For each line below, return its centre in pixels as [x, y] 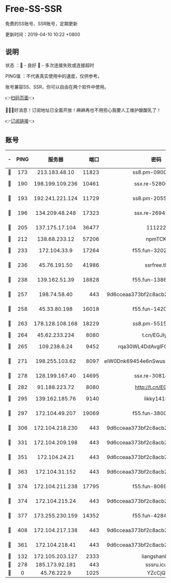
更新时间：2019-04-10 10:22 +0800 [43, 34]
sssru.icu [156, 564]
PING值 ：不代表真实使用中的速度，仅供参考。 [54, 76]
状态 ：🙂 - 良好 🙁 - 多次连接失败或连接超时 [50, 65]
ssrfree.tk [156, 265]
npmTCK [156, 239]
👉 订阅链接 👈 [20, 121]
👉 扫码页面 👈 [20, 98]
